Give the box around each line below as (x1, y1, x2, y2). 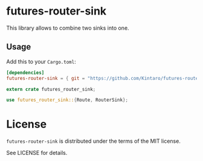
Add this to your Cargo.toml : (6, 57, 77, 65)
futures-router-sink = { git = (6, 75, 85, 81)
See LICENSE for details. (6, 149, 68, 157)
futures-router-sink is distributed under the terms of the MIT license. (6, 137, 181, 145)
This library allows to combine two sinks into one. (6, 24, 129, 31)
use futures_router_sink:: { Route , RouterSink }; (6, 97, 129, 103)
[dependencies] (6, 70, 45, 76)
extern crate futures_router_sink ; (6, 86, 96, 92)
